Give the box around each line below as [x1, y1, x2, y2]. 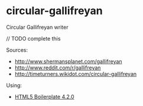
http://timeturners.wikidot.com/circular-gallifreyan [14, 70, 137, 77]
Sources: [6, 46, 28, 54]
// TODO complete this [6, 35, 61, 42]
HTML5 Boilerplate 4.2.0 [14, 93, 75, 100]
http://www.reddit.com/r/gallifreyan [14, 64, 101, 71]
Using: [6, 81, 22, 89]
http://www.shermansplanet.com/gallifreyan [14, 58, 122, 65]
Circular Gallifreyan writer [6, 24, 69, 31]
